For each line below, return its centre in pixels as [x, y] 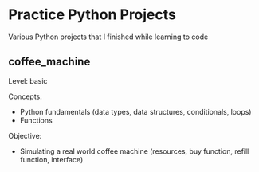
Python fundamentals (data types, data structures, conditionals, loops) [135, 111]
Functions [36, 120]
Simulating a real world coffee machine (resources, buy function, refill [134, 151]
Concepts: [25, 96]
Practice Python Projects [92, 15]
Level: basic [28, 80]
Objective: [25, 135]
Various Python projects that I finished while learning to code [108, 37]
